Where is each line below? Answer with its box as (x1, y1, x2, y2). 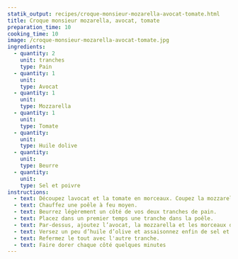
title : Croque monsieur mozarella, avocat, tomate (7, 17, 160, 24)
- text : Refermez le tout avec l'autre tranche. (13, 235, 160, 242)
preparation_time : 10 (7, 23, 72, 31)
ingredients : (7, 43, 46, 50)
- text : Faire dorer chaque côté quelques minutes (13, 241, 166, 248)
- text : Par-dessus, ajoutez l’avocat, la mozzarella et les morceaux (13, 221, 227, 228)
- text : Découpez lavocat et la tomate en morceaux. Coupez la (13, 195, 204, 202)
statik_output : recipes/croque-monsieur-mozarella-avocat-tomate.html (7, 10, 220, 18)
